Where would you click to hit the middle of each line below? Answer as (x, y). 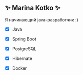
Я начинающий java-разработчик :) (41, 19)
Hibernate (22, 58)
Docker (20, 68)
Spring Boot (24, 39)
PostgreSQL (24, 49)
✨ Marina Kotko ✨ (33, 8)
